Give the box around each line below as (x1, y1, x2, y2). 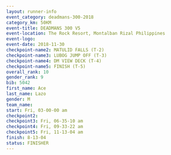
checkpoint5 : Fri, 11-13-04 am (6, 129, 83, 136)
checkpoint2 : (6, 113, 38, 118)
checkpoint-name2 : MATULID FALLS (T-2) (6, 47, 105, 53)
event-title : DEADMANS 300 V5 (6, 25, 81, 31)
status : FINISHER (6, 140, 49, 146)
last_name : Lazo (6, 91, 46, 97)
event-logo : (6, 36, 36, 42)
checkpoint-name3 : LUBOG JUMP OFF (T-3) (6, 52, 108, 58)
